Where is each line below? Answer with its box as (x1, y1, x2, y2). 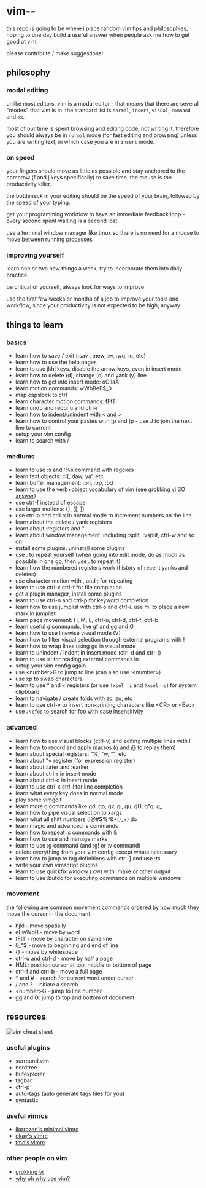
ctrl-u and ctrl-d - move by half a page (15, 954, 113, 962)
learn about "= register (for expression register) (15, 757, 135, 764)
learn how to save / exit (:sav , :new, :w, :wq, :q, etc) (15, 352, 146, 359)
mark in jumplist (15, 610, 56, 617)
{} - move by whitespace (15, 948, 78, 955)
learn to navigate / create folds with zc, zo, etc (15, 694, 133, 702)
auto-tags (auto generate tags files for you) (15, 1090, 125, 1097)
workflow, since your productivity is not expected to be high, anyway (6, 302, 181, 309)
